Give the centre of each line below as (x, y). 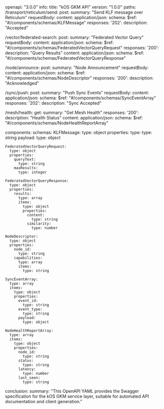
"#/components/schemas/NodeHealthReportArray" (57, 123)
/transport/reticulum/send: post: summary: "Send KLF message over (74, 12)
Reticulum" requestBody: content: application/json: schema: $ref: (71, 17)
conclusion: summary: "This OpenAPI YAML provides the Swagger (72, 391)
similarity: (39, 224)
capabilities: (28, 258)
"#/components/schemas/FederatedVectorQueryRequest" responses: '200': (82, 48)
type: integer (33, 172)
